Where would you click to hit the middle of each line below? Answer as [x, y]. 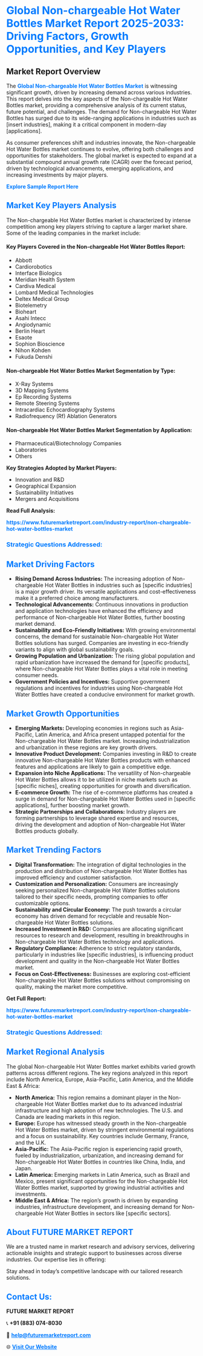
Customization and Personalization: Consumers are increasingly [96, 883]
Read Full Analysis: [31, 511]
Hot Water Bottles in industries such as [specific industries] [118, 585]
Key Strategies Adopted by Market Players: [62, 468]
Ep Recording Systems [43, 397]
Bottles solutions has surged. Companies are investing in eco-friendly [102, 643]
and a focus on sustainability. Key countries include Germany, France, [102, 1136]
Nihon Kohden [33, 350]
